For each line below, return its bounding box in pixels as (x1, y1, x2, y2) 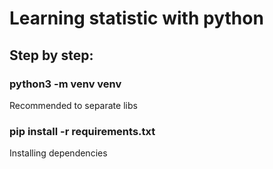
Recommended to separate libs (9, 99, 138, 111)
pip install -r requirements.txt (9, 124, 156, 138)
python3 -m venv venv (9, 77, 122, 91)
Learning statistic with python (9, 7, 264, 30)
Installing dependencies (9, 147, 108, 159)
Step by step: (9, 47, 94, 64)
